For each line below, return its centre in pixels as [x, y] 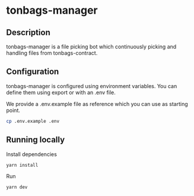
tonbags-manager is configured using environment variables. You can [92, 86]
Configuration [33, 72]
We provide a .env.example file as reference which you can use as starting [97, 104]
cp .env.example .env [33, 121]
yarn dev [17, 187]
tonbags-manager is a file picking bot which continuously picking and [91, 46]
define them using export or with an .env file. [61, 92]
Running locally [36, 140]
